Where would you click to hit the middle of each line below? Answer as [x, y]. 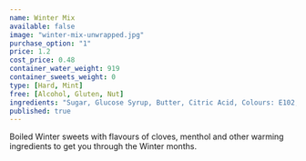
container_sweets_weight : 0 [63, 77]
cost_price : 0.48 [42, 60]
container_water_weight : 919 [65, 69]
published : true [40, 111]
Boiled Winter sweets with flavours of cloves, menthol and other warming [147, 136]
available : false [42, 26]
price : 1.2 [30, 52]
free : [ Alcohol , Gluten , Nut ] [67, 94]
